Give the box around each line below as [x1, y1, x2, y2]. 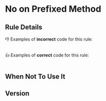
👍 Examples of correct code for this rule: [5, 52, 89, 58]
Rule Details [5, 23, 43, 31]
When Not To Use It [5, 73, 65, 81]
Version [5, 89, 29, 98]
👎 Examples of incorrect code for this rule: [5, 36, 93, 42]
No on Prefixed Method [5, 3, 102, 15]
